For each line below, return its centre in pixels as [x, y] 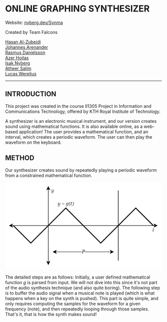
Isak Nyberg [18, 63]
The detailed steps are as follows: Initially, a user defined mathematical [78, 277]
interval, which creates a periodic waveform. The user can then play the [79, 137]
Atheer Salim [18, 68]
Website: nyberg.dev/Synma [34, 22]
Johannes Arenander [27, 47]
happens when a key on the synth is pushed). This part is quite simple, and [82, 299]
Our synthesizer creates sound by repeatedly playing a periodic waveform [81, 170]
